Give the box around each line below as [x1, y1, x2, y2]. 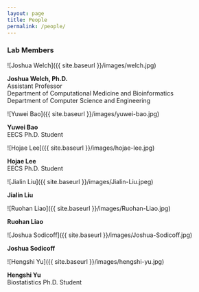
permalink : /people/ [7, 23, 67, 30]
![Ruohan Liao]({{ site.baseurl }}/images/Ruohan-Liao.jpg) [7, 204, 171, 212]
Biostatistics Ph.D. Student [7, 278, 82, 286]
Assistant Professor [7, 82, 63, 90]
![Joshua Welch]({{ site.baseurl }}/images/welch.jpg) [7, 61, 156, 69]
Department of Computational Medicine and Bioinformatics [7, 89, 174, 97]
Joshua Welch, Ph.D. [7, 74, 68, 82]
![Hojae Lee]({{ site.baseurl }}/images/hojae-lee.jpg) [7, 144, 155, 152]
